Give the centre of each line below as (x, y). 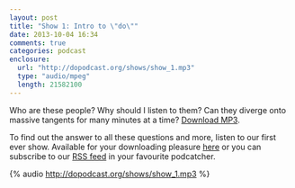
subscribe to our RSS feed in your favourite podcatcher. (112, 156)
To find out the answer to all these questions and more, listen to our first (143, 137)
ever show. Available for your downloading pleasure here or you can (135, 147)
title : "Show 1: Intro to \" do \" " (74, 26)
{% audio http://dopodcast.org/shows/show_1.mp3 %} (110, 174)
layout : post (34, 18)
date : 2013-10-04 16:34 (54, 34)
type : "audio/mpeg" (54, 76)
